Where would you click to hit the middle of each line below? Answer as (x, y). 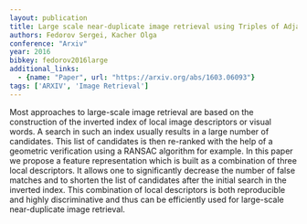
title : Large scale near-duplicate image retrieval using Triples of (145, 27)
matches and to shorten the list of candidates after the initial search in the (148, 180)
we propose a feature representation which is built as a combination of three (153, 160)
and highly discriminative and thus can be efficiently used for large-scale (147, 199)
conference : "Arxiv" (49, 43)
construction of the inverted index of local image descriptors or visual (141, 122)
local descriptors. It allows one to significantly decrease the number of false (152, 170)
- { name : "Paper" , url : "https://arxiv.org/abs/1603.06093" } (137, 78)
